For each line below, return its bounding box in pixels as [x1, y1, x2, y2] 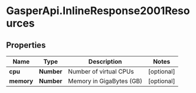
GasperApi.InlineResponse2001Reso [6, 4, 190, 18]
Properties [6, 40, 46, 50]
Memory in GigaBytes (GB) [67, 77, 143, 85]
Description [88, 58, 122, 65]
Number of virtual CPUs [67, 68, 134, 75]
